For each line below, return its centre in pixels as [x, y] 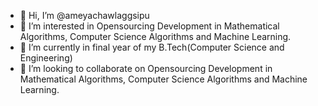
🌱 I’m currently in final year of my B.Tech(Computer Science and [152, 47]
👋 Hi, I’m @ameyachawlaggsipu [84, 15]
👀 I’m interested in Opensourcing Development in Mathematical [149, 26]
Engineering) [46, 58]
